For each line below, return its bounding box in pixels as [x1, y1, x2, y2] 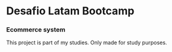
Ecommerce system [6, 26, 66, 34]
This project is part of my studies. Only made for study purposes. [6, 39, 167, 46]
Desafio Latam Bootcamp [6, 4, 135, 18]
